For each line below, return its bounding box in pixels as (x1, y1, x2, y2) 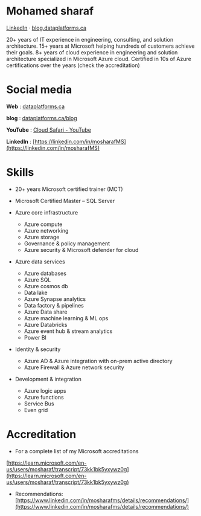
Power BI (24, 334, 47, 341)
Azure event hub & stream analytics (24, 327, 113, 335)
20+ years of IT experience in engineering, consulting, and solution (6, 36, 174, 43)
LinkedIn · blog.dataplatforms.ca (6, 24, 86, 31)
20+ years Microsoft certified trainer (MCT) (14, 185, 123, 193)
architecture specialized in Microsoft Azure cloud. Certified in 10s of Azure (6, 55, 191, 62)
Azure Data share (24, 308, 68, 315)
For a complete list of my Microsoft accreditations (14, 447, 139, 454)
